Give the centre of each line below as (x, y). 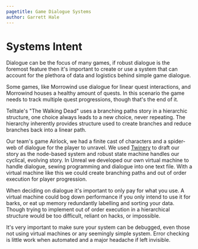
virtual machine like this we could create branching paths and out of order (96, 173)
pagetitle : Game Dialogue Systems (49, 12)
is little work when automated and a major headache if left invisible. (88, 240)
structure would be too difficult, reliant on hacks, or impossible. (83, 216)
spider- (177, 141)
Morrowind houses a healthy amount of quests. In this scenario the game (95, 93)
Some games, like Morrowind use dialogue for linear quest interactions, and (98, 87)
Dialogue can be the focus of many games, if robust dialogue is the (88, 63)
